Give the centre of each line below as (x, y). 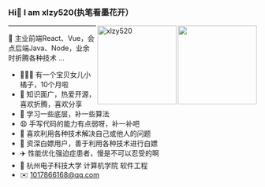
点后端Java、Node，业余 (49, 48)
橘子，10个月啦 (44, 85)
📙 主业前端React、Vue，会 (51, 38)
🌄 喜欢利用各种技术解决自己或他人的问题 (85, 134)
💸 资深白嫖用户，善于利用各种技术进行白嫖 (88, 144)
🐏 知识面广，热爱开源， (58, 94)
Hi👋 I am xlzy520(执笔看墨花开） (71, 12)
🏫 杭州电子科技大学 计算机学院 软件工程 (84, 166)
